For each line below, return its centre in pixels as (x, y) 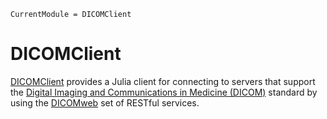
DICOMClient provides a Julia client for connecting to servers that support (163, 81)
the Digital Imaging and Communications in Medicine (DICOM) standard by (164, 92)
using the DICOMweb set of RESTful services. (105, 102)
